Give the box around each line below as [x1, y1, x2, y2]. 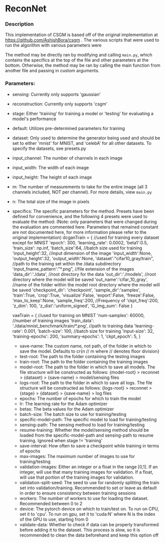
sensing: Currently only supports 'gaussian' [12, 91, 101, 97]
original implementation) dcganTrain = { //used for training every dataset [12, 234, 159, 240]
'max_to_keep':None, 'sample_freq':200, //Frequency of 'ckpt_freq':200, [12, 297, 159, 303]
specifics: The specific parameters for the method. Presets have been [12, 208, 154, 214]
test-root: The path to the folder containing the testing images [19, 353, 145, 359]
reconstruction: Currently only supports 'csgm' [12, 101, 107, 107]
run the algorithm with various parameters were [5, 43, 102, 48]
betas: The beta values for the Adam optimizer [19, 406, 114, 412]
